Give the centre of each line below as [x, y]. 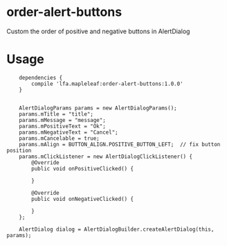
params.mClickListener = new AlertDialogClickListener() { [106, 157]
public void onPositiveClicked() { [83, 168]
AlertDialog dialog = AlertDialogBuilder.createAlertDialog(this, [117, 229]
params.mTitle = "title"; [56, 114]
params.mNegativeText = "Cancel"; [69, 132]
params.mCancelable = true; [59, 138]
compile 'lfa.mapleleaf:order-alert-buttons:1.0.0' [108, 84]
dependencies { [41, 78]
